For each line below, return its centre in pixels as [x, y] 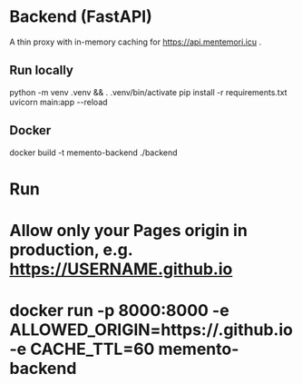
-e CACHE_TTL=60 [82, 349]
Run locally [42, 70]
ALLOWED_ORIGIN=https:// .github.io [151, 330]
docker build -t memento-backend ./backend [94, 153]
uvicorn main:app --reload [58, 102]
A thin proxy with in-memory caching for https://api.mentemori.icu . [135, 42]
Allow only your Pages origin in [128, 230]
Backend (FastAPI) [81, 17]
